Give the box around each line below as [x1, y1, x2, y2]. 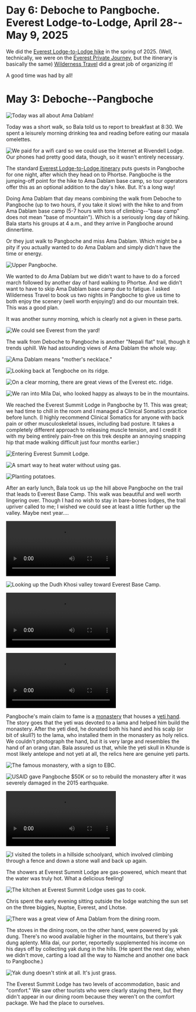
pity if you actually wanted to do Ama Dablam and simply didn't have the [6, 243, 181, 250]
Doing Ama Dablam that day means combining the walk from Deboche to [6, 195, 182, 202]
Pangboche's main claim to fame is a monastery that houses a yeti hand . [6, 712, 181, 720]
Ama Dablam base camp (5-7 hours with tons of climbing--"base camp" [6, 207, 180, 215]
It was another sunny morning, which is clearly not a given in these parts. [6, 315, 183, 322]
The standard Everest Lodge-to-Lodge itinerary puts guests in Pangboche [6, 165, 185, 172]
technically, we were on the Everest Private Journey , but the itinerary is [6, 54, 178, 61]
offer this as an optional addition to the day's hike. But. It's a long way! [6, 183, 176, 190]
